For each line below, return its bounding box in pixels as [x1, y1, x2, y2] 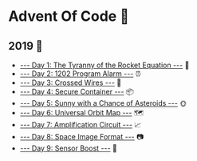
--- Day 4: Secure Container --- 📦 [19, 87, 134, 96]
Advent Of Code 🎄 [8, 7, 130, 26]
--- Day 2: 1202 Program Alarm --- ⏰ [19, 69, 141, 78]
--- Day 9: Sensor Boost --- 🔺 [19, 143, 117, 153]
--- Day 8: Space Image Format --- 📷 [19, 132, 144, 141]
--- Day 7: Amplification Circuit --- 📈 [19, 120, 142, 129]
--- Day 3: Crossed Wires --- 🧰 [19, 78, 122, 87]
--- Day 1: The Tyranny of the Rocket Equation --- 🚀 [19, 60, 190, 70]
